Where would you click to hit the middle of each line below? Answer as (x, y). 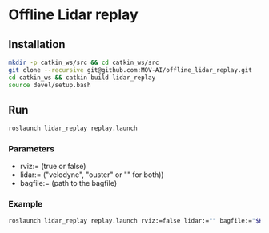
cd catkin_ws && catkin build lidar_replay (82, 78)
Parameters (31, 149)
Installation (37, 44)
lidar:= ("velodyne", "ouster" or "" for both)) (92, 175)
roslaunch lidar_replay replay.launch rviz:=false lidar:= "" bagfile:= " (132, 221)
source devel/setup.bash (50, 85)
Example (26, 204)
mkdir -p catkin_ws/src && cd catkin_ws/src (84, 62)
